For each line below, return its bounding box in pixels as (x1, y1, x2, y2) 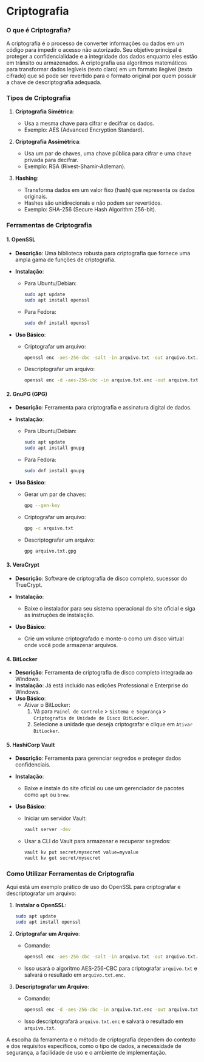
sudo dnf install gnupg (24, 468, 85, 474)
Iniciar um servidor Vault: (24, 815, 87, 822)
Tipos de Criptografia (6, 94, 71, 102)
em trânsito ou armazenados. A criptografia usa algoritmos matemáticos (6, 59, 187, 66)
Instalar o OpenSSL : (15, 902, 67, 909)
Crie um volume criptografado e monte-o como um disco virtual (24, 635, 184, 642)
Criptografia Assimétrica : (15, 138, 81, 145)
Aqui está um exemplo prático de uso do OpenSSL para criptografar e (6, 883, 181, 891)
